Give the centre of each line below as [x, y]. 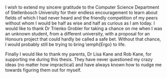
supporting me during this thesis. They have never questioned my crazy [79, 59]
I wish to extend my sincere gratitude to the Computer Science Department [82, 7]
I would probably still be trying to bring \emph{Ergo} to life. [66, 44]
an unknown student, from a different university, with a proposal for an [78, 34]
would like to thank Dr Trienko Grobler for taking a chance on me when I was [84, 28]
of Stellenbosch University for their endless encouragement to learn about [82, 12]
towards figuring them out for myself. [43, 70]
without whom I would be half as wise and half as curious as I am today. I [80, 23]
